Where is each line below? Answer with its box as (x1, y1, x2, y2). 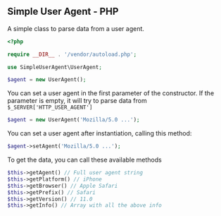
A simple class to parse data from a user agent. (7, 24, 144, 32)
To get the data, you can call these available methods (7, 155, 162, 164)
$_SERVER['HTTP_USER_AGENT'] (7, 104, 93, 112)
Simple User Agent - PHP (7, 6, 119, 18)
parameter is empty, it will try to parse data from (7, 97, 147, 105)
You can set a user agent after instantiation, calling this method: (7, 129, 192, 138)
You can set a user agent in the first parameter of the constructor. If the (7, 89, 215, 97)
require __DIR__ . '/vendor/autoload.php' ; (7, 51, 137, 58)
